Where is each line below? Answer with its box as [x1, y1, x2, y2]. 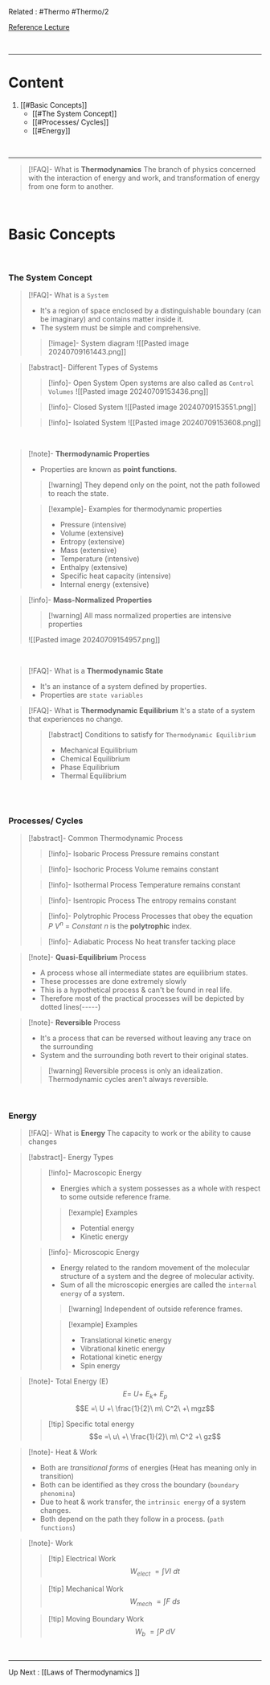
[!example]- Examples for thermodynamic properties [47, 504, 223, 514]
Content [8, 74, 64, 92]
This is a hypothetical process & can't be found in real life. [39, 985, 232, 995]
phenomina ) [39, 1489, 76, 1498]
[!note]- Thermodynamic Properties [27, 449, 150, 459]
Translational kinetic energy [80, 1335, 172, 1345]
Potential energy [80, 1224, 135, 1233]
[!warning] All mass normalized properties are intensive [47, 611, 231, 621]
